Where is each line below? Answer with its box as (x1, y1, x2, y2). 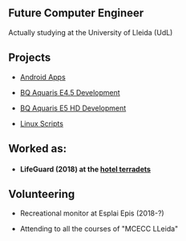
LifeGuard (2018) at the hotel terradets (19, 164, 151, 174)
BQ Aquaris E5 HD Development (19, 103, 127, 113)
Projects (8, 51, 51, 65)
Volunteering (8, 187, 75, 201)
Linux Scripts (19, 118, 64, 128)
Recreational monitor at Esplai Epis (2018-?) (19, 208, 164, 219)
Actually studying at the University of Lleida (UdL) (8, 27, 173, 37)
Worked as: (8, 142, 67, 155)
